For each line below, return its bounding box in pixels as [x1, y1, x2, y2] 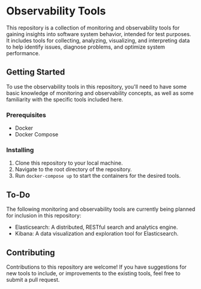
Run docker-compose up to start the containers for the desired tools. [14, 172, 181, 180]
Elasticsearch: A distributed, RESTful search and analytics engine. [14, 224, 178, 231]
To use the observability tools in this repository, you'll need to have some [6, 83, 187, 90]
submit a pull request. [6, 276, 60, 283]
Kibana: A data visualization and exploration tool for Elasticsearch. [14, 230, 179, 237]
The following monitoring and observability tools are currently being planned [6, 205, 196, 213]
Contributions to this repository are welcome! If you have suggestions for [6, 263, 187, 270]
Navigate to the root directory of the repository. [14, 166, 132, 173]
